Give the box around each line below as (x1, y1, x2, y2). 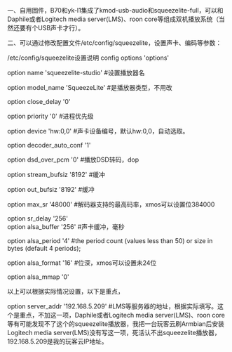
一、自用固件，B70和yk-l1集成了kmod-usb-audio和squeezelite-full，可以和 (7, 6, 224, 14)
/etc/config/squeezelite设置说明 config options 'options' (7, 53, 170, 62)
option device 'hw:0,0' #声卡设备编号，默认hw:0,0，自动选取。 (7, 127, 189, 135)
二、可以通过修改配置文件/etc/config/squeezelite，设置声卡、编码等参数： (7, 39, 222, 47)
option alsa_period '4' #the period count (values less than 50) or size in (7, 237, 213, 245)
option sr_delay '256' (7, 214, 69, 223)
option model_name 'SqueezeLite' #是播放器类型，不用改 (7, 84, 173, 91)
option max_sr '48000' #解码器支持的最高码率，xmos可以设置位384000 (7, 200, 215, 209)
